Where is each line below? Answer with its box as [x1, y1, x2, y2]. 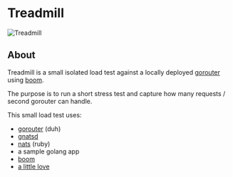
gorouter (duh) [17, 124, 61, 133]
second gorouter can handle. [7, 97, 93, 105]
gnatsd [17, 132, 38, 140]
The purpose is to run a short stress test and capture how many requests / [7, 89, 226, 97]
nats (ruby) [17, 139, 51, 148]
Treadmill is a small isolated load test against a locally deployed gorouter [7, 68, 221, 76]
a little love [17, 162, 50, 171]
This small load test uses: [7, 110, 82, 119]
